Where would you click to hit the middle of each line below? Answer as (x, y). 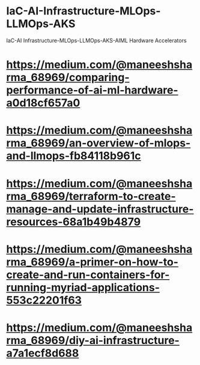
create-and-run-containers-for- (88, 275)
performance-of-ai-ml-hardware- (92, 90)
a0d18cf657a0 (43, 103)
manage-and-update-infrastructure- (100, 209)
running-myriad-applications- (83, 287)
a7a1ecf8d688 (43, 353)
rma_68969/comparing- (68, 78)
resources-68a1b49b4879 (74, 222)
